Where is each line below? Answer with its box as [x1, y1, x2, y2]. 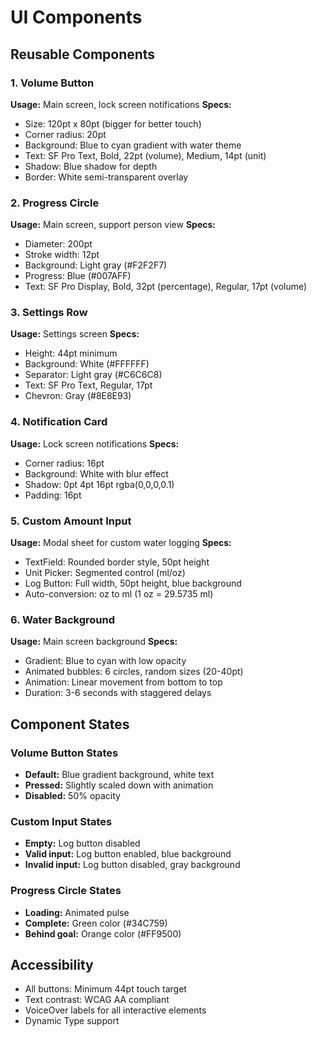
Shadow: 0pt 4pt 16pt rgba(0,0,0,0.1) [24, 478, 175, 490]
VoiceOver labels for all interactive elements [24, 1004, 207, 1016]
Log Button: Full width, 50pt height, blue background [24, 577, 242, 590]
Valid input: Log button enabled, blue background [24, 848, 232, 860]
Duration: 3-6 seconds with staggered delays [24, 687, 212, 699]
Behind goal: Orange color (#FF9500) [24, 927, 182, 940]
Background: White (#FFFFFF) [24, 358, 150, 370]
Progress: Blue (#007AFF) [24, 270, 132, 282]
